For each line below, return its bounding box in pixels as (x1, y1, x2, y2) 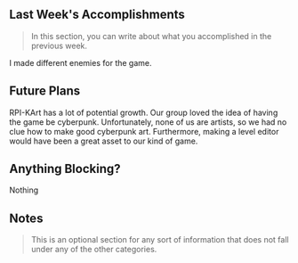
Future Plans (9, 84, 81, 99)
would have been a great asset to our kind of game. (9, 136, 198, 146)
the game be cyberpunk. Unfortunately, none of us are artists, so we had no (9, 116, 287, 127)
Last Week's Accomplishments (9, 7, 185, 22)
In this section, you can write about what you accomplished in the (30, 30, 272, 41)
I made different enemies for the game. (9, 57, 152, 68)
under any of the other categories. (30, 244, 157, 255)
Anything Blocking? (9, 161, 122, 177)
